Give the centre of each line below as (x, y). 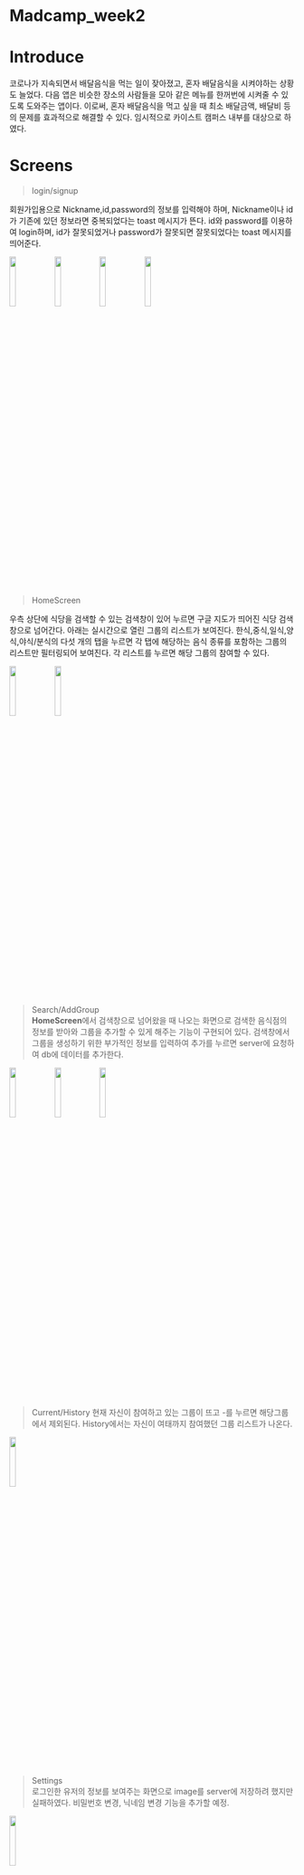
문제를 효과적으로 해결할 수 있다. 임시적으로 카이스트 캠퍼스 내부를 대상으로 (150, 118)
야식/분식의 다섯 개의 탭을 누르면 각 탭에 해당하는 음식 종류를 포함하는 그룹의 (153, 642)
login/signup (55, 191)
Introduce (47, 57)
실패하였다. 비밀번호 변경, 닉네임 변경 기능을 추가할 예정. (130, 1803)
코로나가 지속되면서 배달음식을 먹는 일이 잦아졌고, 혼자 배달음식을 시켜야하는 (143, 83)
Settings (47, 1781)
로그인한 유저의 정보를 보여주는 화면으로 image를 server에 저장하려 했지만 (162, 1792)
